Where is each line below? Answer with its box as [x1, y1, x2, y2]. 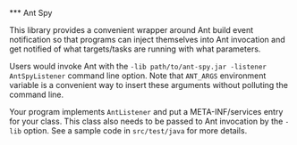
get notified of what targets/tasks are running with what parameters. [9, 44, 261, 54]
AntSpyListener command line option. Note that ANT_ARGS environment [9, 70, 267, 81]
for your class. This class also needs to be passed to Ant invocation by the [9, 116, 284, 126]
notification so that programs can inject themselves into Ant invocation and [9, 35, 285, 44]
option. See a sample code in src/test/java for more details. [23, 125, 248, 136]
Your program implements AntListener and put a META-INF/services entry [9, 107, 284, 117]
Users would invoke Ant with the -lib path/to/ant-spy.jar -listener [9, 61, 267, 71]
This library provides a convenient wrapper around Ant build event [9, 25, 254, 35]
